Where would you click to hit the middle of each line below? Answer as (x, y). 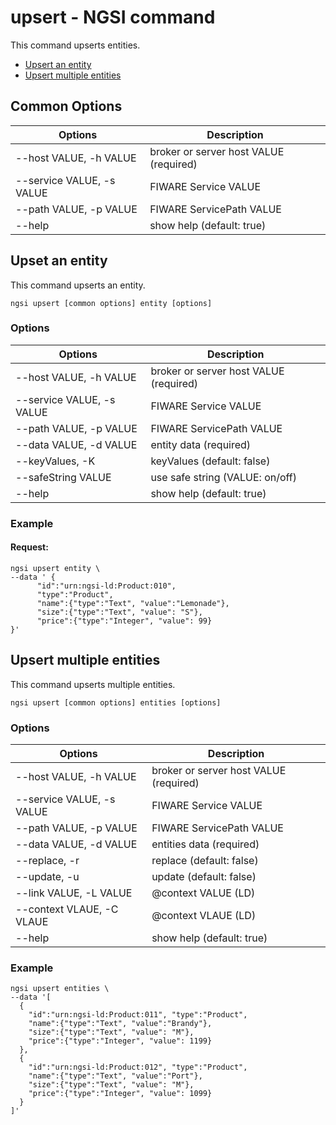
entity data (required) (201, 444)
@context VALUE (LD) (203, 893)
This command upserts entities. (75, 45)
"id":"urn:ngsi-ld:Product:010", (106, 586)
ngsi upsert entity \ (55, 568)
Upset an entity (59, 261)
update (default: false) (204, 877)
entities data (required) (205, 844)
